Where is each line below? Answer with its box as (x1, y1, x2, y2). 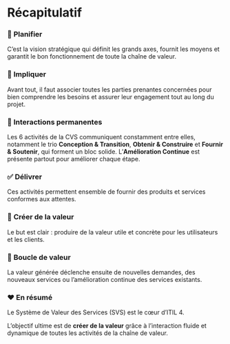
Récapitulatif (7, 5, 83, 21)
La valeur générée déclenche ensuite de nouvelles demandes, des (7, 267, 196, 276)
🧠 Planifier (7, 30, 43, 39)
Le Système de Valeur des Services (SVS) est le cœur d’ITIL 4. (7, 308, 185, 316)
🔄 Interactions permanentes (7, 117, 103, 127)
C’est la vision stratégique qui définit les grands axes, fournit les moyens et (7, 45, 220, 53)
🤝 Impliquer (7, 70, 47, 79)
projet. (7, 100, 26, 108)
